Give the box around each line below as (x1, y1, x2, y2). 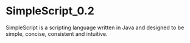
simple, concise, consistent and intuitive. (5, 30, 108, 37)
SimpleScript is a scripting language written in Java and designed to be (5, 24, 185, 31)
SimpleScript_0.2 (5, 4, 95, 18)
